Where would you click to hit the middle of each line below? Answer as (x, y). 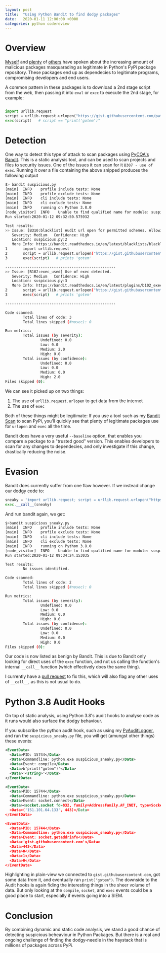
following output (22, 175)
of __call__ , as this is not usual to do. (43, 682)
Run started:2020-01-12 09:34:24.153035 (47, 555)
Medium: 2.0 (53, 349)
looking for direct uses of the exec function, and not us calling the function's (82, 661)
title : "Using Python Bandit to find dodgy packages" (63, 14)
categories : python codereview (37, 24)
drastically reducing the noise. (36, 451)
